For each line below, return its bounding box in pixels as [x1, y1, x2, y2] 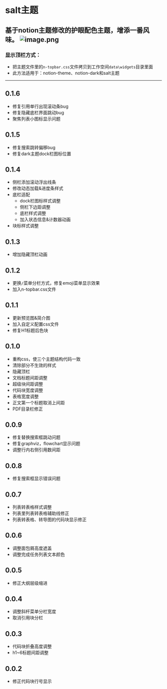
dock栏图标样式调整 [19, 198, 61, 204]
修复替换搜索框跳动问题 [12, 434, 61, 440]
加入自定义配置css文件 [12, 321, 59, 327]
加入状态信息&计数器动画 [19, 216, 71, 222]
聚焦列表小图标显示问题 [12, 116, 61, 122]
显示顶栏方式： [5, 51, 41, 58]
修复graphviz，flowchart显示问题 [12, 441, 81, 447]
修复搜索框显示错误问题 [12, 476, 61, 482]
